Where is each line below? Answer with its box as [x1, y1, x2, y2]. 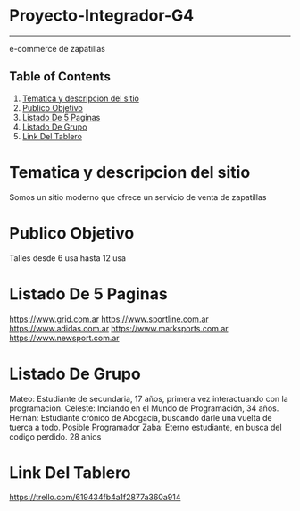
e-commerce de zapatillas [9, 43, 105, 54]
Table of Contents [9, 69, 112, 85]
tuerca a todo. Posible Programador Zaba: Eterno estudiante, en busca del [9, 422, 283, 432]
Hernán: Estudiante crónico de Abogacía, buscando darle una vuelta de [9, 412, 272, 423]
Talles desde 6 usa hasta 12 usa [9, 252, 127, 264]
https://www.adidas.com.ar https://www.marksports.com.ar [9, 323, 229, 333]
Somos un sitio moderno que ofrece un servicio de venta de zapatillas [9, 191, 267, 202]
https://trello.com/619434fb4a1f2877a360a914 [9, 492, 181, 503]
